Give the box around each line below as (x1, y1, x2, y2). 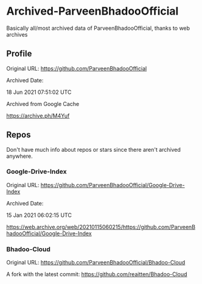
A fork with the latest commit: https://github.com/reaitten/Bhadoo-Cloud (6, 271, 187, 278)
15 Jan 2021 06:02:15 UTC (6, 211, 72, 219)
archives (6, 30, 28, 38)
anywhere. (6, 152, 33, 160)
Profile (6, 49, 32, 59)
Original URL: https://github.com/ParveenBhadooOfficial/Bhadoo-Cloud (6, 259, 186, 266)
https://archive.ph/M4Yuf (6, 112, 70, 119)
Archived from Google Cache (6, 100, 80, 107)
